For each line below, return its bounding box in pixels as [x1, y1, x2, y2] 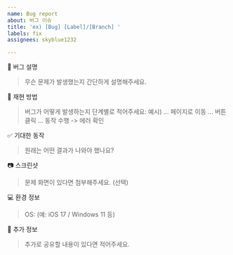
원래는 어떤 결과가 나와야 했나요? [24, 146, 114, 155]
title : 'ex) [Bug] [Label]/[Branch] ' [7, 23, 121, 30]
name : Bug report [7, 10, 58, 18]
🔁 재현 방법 [7, 93, 38, 101]
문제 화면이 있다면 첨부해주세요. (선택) [24, 178, 128, 187]
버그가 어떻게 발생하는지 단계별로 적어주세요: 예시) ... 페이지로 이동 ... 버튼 [24, 107, 227, 116]
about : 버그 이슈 [7, 17, 53, 24]
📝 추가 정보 [7, 225, 38, 234]
